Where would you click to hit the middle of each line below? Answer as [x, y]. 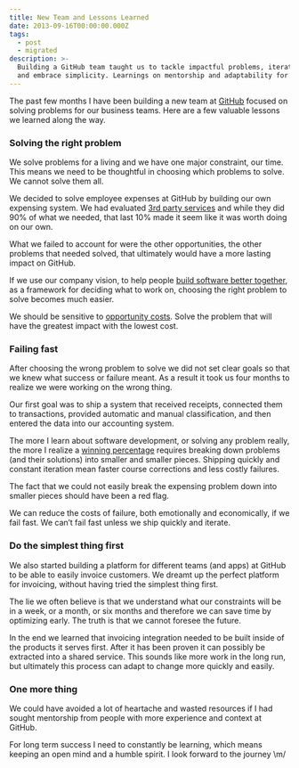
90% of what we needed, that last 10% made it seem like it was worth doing [148, 217]
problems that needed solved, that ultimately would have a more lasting [140, 254]
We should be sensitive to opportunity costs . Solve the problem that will [141, 316]
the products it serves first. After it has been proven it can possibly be [137, 647]
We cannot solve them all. [57, 181]
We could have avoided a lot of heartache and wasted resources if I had [141, 708]
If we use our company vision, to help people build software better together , [148, 281]
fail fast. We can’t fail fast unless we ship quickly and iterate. [120, 523]
